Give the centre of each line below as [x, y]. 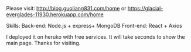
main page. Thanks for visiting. [43, 43]
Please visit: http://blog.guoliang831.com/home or [66, 8]
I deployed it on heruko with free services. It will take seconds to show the [96, 37]
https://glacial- [145, 8]
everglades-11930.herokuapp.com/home [55, 14]
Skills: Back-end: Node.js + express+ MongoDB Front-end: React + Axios [94, 26]
